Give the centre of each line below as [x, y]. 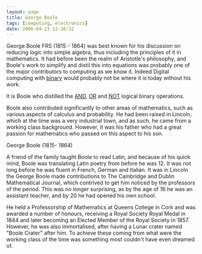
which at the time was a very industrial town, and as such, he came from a [99, 121]
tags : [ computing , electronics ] [47, 23]
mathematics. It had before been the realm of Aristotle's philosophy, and [96, 59]
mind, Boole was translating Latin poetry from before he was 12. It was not [99, 163]
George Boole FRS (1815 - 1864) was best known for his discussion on [93, 46]
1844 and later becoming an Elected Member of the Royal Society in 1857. [98, 220]
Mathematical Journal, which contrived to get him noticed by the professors [101, 183]
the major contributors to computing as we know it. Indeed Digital [88, 72]
